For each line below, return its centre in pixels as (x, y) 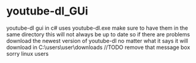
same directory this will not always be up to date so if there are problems (98, 34)
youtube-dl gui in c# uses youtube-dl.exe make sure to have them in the (97, 28)
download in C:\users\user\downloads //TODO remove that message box (98, 47)
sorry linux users (28, 53)
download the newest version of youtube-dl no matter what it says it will (97, 41)
